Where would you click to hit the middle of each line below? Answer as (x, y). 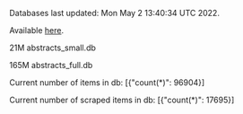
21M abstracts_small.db (53, 48)
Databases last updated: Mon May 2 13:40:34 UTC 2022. (114, 13)
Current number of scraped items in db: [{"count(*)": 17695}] (122, 100)
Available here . (37, 30)
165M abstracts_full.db (51, 65)
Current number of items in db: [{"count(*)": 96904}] (107, 83)
